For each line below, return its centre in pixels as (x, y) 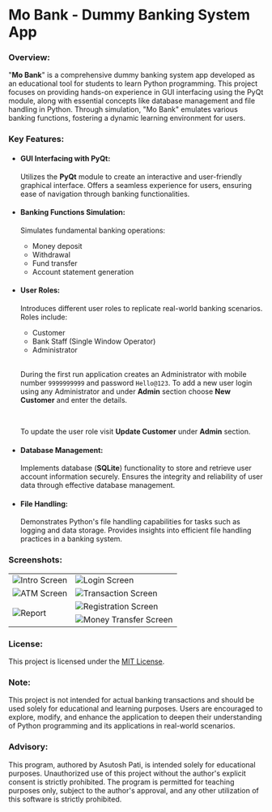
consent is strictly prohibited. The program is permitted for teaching (121, 782)
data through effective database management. (98, 485)
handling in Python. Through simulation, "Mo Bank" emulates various (123, 109)
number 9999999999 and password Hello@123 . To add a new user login (136, 383)
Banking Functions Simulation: (72, 212)
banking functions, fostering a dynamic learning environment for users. (127, 118)
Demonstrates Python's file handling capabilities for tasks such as (130, 522)
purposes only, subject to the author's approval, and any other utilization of (134, 790)
